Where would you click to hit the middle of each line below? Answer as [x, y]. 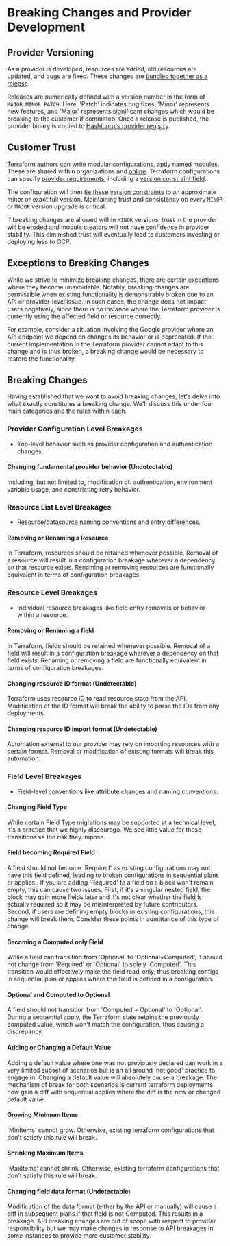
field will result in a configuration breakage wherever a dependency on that [113, 653]
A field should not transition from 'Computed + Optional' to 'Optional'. [105, 1010]
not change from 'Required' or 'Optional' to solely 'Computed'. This [102, 964]
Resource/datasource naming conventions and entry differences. [108, 522]
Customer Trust [41, 148]
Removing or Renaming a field [51, 631]
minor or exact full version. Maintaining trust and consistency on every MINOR [115, 199]
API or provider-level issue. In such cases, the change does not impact [107, 301]
